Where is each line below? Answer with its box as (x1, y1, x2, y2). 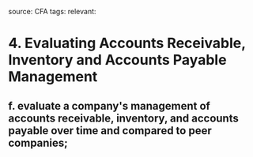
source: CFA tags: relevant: (8, 7, 96, 16)
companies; (8, 136, 69, 149)
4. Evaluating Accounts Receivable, (8, 35, 247, 52)
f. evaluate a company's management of (8, 99, 211, 113)
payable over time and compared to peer (8, 124, 212, 137)
